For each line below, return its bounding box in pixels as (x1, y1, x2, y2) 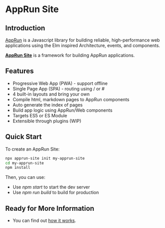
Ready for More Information (5, 204, 95, 213)
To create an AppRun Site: (5, 146, 60, 152)
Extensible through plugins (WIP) (12, 118, 81, 124)
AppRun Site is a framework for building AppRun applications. (5, 52, 135, 58)
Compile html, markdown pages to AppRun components (12, 96, 130, 102)
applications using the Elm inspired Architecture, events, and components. (5, 42, 160, 49)
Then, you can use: (5, 174, 46, 180)
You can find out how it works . (12, 217, 76, 223)
